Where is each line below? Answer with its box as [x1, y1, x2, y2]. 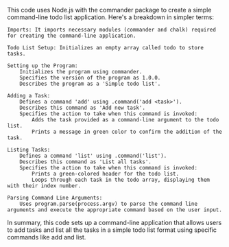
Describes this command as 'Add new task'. [19, 104, 146, 111]
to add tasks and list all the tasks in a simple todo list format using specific [7, 226, 217, 234]
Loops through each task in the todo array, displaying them [32, 176, 210, 183]
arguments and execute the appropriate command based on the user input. [7, 207, 223, 213]
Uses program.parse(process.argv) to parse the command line [19, 200, 197, 207]
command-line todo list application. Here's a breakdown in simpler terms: [7, 13, 215, 21]
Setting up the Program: [7, 62, 78, 69]
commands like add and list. [7, 233, 86, 241]
